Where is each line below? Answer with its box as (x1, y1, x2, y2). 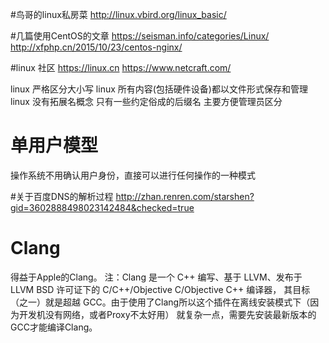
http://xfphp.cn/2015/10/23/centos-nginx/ (10, 41, 183, 53)
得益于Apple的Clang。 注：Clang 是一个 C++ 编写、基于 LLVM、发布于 (10, 271, 303, 283)
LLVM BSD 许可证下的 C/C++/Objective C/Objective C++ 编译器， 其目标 (10, 283, 311, 295)
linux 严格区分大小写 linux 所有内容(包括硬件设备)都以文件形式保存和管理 (10, 83, 308, 95)
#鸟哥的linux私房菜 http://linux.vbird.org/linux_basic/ (10, 9, 227, 20)
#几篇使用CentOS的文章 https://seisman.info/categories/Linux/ (10, 30, 270, 42)
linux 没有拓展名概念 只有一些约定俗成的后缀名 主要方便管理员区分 (10, 96, 283, 107)
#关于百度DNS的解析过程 (10, 190, 114, 202)
